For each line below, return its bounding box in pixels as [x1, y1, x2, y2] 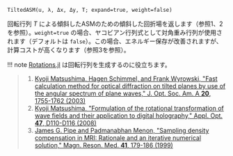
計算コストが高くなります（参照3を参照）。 [7, 46, 130, 54]
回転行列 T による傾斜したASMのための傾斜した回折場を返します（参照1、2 [7, 19, 224, 28]
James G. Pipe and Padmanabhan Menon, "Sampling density [34, 126, 209, 134]
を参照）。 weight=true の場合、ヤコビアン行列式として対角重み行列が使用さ [7, 29, 223, 36]
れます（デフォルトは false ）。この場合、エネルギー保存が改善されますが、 [7, 37, 223, 45]
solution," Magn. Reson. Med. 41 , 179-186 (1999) [34, 141, 174, 149]
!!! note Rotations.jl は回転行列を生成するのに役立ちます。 [7, 61, 172, 69]
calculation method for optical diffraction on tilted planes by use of [34, 82, 226, 90]
